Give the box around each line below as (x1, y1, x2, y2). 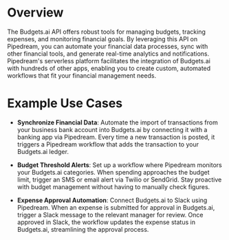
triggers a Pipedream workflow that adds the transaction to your (17, 140, 199, 149)
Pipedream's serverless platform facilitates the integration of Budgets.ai (7, 56, 211, 65)
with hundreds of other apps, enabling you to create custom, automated (7, 64, 211, 72)
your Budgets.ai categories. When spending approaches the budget (17, 168, 210, 176)
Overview (7, 5, 64, 21)
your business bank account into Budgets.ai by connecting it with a (17, 125, 208, 133)
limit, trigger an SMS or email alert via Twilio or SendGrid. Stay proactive (17, 175, 222, 184)
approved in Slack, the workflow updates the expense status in (17, 218, 196, 226)
